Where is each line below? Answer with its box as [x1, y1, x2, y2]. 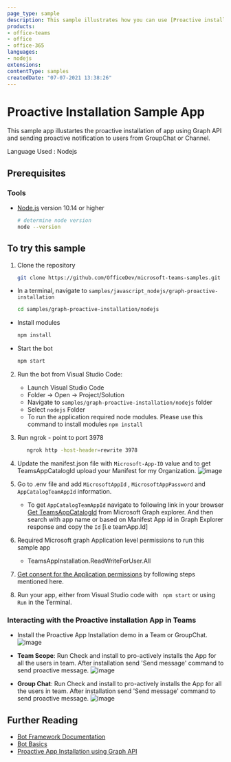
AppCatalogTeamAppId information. [16, 487, 112, 495]
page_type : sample [7, 10, 60, 17]
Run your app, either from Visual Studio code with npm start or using [16, 590, 216, 599]
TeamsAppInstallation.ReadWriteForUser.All [27, 557, 151, 565]
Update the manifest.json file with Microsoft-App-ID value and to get [16, 459, 211, 468]
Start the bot [16, 344, 53, 352]
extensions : [7, 61, 41, 68]
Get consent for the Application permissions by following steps [16, 570, 196, 578]
